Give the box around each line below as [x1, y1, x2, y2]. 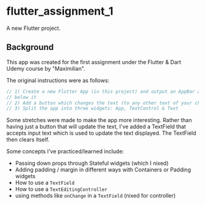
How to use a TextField [15, 179, 75, 187]
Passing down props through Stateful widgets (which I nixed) [15, 160, 169, 167]
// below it [6, 94, 37, 100]
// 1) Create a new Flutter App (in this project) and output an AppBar [6, 88, 195, 95]
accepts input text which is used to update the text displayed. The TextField [6, 129, 196, 137]
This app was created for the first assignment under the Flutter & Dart [6, 58, 181, 65]
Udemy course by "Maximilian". [6, 65, 85, 72]
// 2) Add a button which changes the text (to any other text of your [6, 99, 192, 106]
